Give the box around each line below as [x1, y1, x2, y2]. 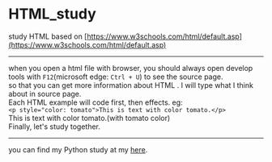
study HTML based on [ [8, 31, 87, 41]
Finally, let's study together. [8, 122, 101, 131]
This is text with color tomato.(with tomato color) [8, 113, 171, 123]
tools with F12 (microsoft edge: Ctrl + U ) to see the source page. [8, 72, 223, 81]
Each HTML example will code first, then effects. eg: [8, 98, 184, 107]
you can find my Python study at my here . [8, 144, 148, 154]
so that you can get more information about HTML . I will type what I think [8, 80, 253, 89]
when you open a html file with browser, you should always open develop [8, 63, 253, 73]
